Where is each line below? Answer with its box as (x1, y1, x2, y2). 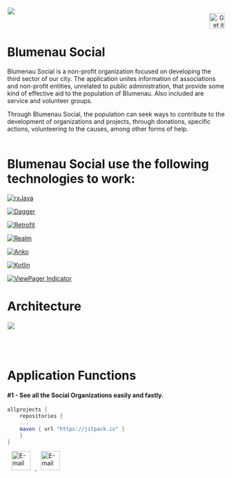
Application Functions (7, 368, 137, 383)
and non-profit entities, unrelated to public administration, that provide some (7, 82, 224, 90)
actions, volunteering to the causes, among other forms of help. (7, 125, 188, 133)
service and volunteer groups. (7, 96, 93, 104)
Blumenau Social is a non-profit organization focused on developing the (7, 67, 212, 75)
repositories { (19, 413, 64, 420)
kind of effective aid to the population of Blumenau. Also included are (7, 89, 204, 98)
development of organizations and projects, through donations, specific (7, 117, 211, 125)
